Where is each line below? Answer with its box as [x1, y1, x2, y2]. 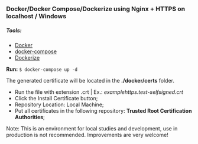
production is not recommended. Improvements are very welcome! [6, 131, 168, 138]
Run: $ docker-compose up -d [6, 66, 78, 73]
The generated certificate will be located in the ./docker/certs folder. [6, 77, 174, 84]
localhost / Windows [6, 12, 67, 20]
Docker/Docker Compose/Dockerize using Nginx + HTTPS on [6, 5, 185, 13]
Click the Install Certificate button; [14, 94, 98, 102]
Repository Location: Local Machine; [14, 101, 105, 108]
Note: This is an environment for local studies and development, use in [6, 125, 178, 132]
